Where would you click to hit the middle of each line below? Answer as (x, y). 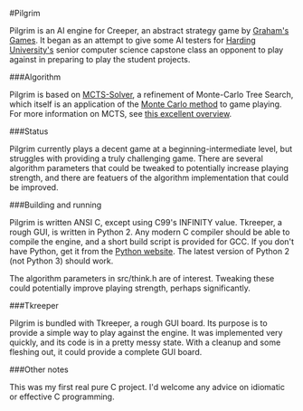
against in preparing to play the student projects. (100, 59)
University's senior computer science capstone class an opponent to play (147, 50)
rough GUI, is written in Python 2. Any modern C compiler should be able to (150, 232)
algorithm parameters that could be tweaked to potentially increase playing (149, 168)
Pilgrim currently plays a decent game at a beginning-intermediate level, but (151, 149)
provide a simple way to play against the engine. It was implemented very (146, 333)
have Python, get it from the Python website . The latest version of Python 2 (149, 251)
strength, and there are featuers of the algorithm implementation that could (149, 177)
